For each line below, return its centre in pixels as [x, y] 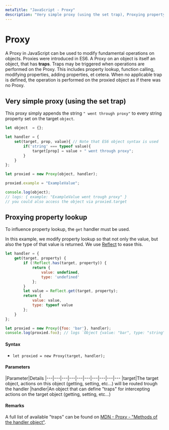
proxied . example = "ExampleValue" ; [43, 183]
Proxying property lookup [46, 218]
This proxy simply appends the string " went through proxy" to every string [83, 113]
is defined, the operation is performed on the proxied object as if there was [83, 80]
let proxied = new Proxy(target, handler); [59, 356]
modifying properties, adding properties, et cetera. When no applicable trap [84, 75]
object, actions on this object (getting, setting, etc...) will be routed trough [81, 383]
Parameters [18, 367]
